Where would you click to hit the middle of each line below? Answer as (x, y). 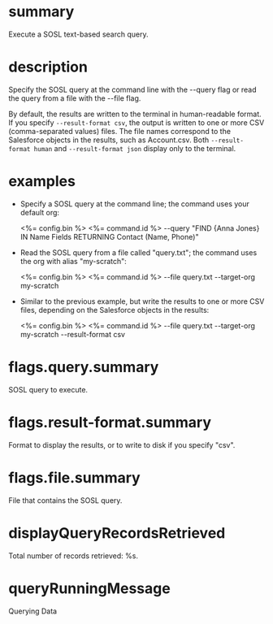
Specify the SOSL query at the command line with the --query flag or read (133, 89)
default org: (39, 212)
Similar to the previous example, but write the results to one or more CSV (142, 301)
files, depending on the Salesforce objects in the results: (115, 310)
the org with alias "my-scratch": (74, 261)
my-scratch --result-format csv (73, 334)
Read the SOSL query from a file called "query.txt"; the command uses (139, 252)
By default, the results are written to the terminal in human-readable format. (135, 114)
